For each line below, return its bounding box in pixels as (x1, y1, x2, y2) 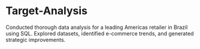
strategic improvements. (5, 36, 66, 43)
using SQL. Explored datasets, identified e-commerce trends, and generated (5, 30, 194, 37)
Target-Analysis (5, 4, 88, 18)
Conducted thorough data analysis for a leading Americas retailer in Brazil (5, 24, 188, 31)
